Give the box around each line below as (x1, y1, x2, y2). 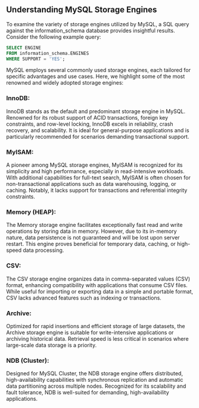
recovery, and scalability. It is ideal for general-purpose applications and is (6, 126, 189, 133)
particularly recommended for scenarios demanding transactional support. (6, 133, 189, 140)
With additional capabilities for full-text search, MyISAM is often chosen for (6, 174, 191, 181)
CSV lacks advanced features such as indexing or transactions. (6, 294, 162, 301)
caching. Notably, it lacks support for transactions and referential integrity (6, 187, 188, 194)
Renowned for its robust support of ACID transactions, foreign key (6, 114, 169, 121)
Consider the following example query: (6, 33, 101, 41)
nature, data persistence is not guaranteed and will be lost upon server (6, 234, 180, 241)
